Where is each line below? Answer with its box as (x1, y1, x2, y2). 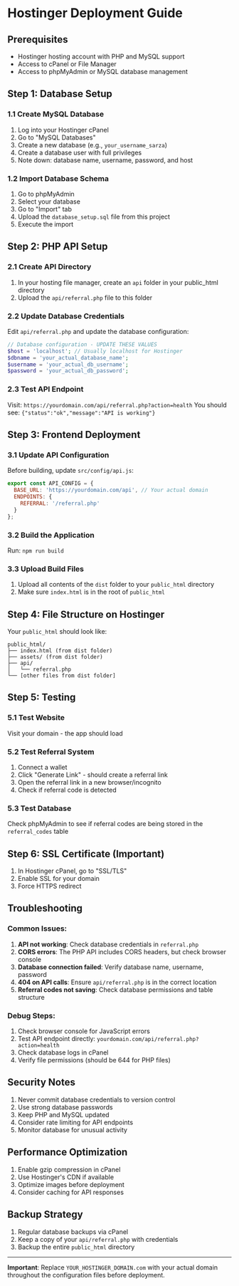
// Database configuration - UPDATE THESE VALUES (7, 340, 158, 348)
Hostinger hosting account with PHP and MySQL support (17, 52, 185, 61)
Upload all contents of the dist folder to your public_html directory (17, 580, 215, 589)
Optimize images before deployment (17, 1180, 124, 1188)
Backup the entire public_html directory (17, 1243, 135, 1251)
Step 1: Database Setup (7, 88, 112, 100)
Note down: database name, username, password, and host (17, 155, 193, 164)
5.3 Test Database (7, 803, 72, 813)
